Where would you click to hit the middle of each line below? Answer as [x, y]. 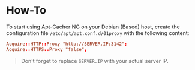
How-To [26, 10]
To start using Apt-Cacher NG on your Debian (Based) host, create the [93, 27]
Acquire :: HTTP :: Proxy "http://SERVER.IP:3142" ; [67, 44]
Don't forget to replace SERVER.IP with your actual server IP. [95, 61]
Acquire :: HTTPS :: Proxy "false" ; [46, 49]
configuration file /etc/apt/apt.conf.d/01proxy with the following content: [98, 33]
